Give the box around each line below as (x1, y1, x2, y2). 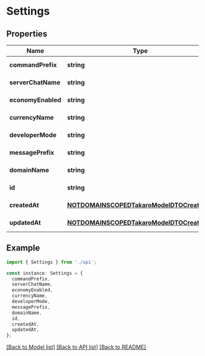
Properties (6, 29, 48, 39)
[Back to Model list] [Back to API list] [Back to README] (6, 343, 146, 351)
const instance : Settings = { (6, 270, 84, 276)
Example (6, 243, 40, 254)
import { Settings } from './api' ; (6, 259, 97, 265)
